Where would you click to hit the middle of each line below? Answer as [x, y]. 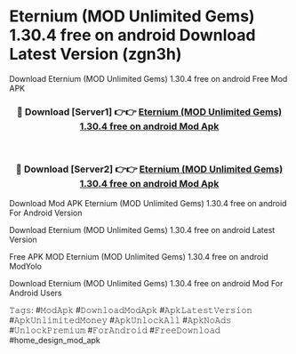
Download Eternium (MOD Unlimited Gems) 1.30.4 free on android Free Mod [148, 78]
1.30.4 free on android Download [132, 35]
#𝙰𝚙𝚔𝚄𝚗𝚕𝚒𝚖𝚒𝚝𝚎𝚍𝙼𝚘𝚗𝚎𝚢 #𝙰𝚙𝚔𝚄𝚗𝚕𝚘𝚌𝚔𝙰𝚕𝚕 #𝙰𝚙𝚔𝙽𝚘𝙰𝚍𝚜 [120, 320]
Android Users [36, 293]
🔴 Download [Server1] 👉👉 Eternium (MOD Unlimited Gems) [149, 111]
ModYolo [26, 266]
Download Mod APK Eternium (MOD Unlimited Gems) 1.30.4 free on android [148, 203]
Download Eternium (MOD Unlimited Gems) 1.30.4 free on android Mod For [146, 283]
